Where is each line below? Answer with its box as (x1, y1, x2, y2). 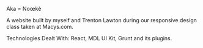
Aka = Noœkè (6, 5, 42, 12)
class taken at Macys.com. (6, 23, 73, 30)
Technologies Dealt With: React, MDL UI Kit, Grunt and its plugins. (6, 35, 172, 41)
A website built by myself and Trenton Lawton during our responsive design (6, 17, 197, 23)
